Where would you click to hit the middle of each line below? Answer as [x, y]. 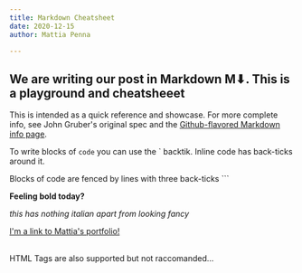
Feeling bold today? [47, 196]
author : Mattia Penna [50, 34]
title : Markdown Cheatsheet [62, 18]
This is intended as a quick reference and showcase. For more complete [144, 115]
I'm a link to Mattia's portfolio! [65, 231]
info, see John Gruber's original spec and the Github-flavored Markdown [145, 125]
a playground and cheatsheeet [97, 93]
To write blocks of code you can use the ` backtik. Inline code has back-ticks [151, 152]
